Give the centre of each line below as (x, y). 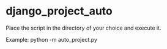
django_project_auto (59, 11)
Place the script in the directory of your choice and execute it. (83, 28)
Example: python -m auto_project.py (51, 39)
